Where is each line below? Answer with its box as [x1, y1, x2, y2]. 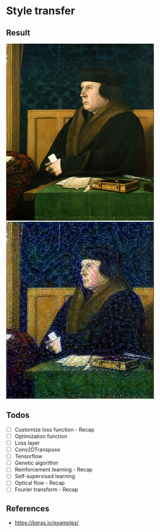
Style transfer [6, 4, 76, 18]
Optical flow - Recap [14, 479, 65, 486]
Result [6, 28, 31, 38]
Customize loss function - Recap [14, 426, 94, 433]
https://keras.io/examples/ [14, 519, 79, 527]
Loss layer [14, 439, 40, 447]
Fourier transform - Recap [14, 486, 79, 493]
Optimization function [14, 433, 68, 440]
